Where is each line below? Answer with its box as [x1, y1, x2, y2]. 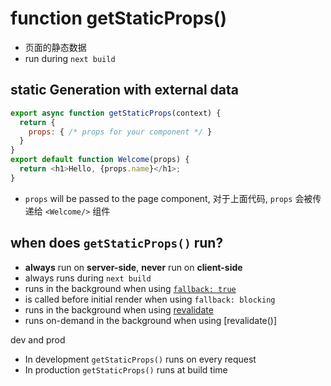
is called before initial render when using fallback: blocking [24, 293, 276, 305]
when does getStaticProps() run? [10, 235, 224, 252]
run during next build [24, 52, 116, 64]
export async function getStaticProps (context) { [10, 108, 222, 118]
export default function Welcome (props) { [10, 155, 190, 165]
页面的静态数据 [24, 41, 87, 53]
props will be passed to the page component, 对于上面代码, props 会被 [24, 192, 313, 204]
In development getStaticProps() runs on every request [24, 353, 257, 365]
